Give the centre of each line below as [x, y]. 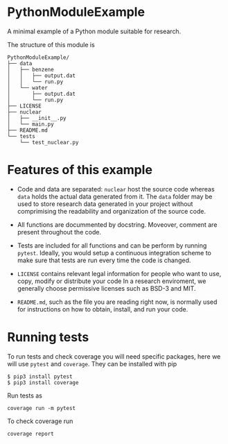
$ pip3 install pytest [40, 376]
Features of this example [80, 170]
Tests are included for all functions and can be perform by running [112, 245]
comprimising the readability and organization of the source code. [112, 211]
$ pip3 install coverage [43, 382]
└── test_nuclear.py [49, 142]
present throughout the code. [59, 232]
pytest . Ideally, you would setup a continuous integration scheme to [114, 253]
